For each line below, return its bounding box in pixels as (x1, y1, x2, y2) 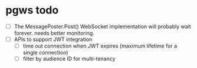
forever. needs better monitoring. (14, 30, 95, 36)
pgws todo (5, 4, 59, 17)
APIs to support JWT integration (14, 36, 93, 43)
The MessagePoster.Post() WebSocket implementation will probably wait (14, 23, 191, 30)
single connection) (22, 49, 68, 56)
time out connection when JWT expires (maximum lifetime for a (22, 42, 178, 50)
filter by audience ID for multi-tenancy (22, 55, 116, 62)
